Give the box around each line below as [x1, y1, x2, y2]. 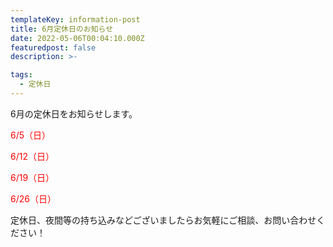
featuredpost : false [10, 42, 97, 53]
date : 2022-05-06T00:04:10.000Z [10, 33, 145, 43]
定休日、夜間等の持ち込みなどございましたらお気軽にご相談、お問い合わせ [10, 214, 317, 226]
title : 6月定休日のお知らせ [10, 24, 114, 34]
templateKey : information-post [10, 14, 141, 25]
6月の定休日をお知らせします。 [10, 107, 138, 120]
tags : [10, 70, 33, 80]
